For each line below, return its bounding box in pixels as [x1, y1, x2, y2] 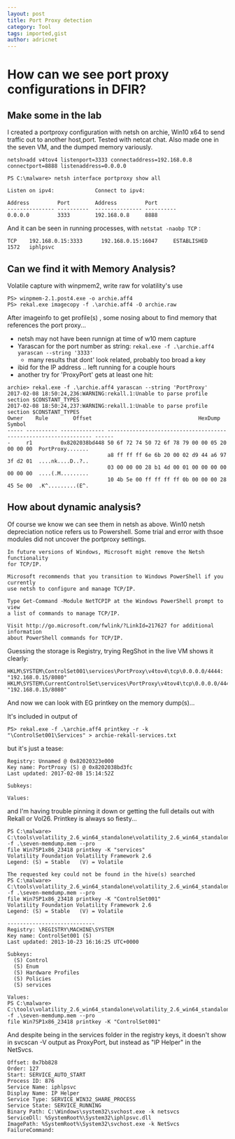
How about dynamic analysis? [7, 501, 141, 513]
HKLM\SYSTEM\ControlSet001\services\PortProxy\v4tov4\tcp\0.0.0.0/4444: [7, 667, 224, 674]
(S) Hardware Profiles [13, 969, 80, 976]
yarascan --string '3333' [17, 349, 93, 357]
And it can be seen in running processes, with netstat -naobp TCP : [7, 224, 201, 232]
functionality [7, 554, 49, 561]
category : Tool [7, 23, 52, 30]
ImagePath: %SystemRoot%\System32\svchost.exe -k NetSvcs [7, 1120, 180, 1127]
